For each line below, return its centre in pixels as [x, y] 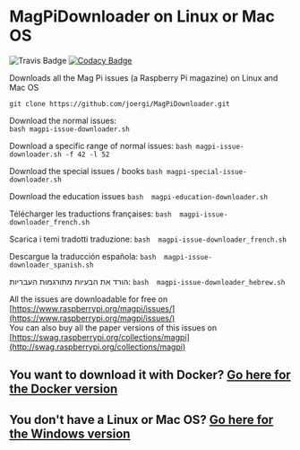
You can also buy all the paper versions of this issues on [113, 327]
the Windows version [70, 433]
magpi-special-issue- [207, 172]
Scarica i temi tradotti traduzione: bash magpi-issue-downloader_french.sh [148, 239]
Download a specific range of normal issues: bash [101, 146]
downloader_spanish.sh [51, 265]
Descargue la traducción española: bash [83, 256]
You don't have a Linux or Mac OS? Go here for [141, 419]
